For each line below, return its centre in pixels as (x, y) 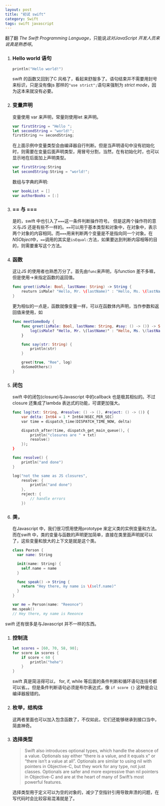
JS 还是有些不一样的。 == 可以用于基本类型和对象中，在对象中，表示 (89, 227)
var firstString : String (37, 167)
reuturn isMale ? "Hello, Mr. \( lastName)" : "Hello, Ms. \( (84, 292)
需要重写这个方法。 (45, 246)
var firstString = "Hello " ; (42, 126)
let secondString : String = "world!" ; (51, 172)
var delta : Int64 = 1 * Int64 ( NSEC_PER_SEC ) (68, 417)
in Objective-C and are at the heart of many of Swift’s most (84, 777)
